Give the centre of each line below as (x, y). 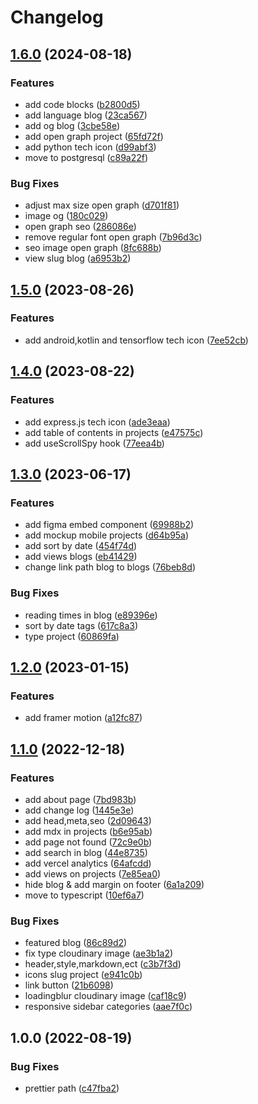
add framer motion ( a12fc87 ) (83, 718)
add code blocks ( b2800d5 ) (82, 104)
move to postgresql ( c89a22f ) (86, 157)
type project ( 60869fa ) (72, 636)
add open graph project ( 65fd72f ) (94, 136)
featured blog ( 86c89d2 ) (76, 943)
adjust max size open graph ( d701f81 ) (102, 205)
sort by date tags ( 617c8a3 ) (81, 625)
